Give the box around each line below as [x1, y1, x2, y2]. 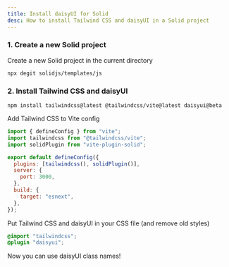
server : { [13, 167, 42, 174]
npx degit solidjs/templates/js [7, 70, 102, 77]
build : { [13, 187, 39, 194]
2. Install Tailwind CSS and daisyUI [7, 86, 128, 96]
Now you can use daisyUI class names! [7, 252, 121, 261]
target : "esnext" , [20, 193, 74, 200]
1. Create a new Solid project [7, 40, 107, 50]
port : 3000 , [20, 173, 55, 180]
